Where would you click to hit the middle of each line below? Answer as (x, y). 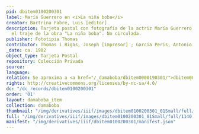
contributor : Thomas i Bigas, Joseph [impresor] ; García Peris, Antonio (99, 45)
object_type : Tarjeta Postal (42, 56)
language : (18, 72)
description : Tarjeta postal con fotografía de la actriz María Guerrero (99, 28)
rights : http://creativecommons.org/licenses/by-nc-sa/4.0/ (82, 84)
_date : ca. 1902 (26, 50)
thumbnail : (20, 111)
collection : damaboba (33, 105)
